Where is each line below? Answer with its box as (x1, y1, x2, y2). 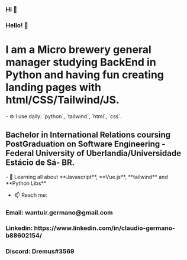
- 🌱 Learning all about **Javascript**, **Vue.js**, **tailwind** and (5, 173, 168, 180)
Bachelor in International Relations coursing (5, 130, 171, 140)
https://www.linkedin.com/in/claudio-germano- (34, 224, 176, 232)
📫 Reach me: (14, 191, 48, 199)
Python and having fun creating (5, 68, 164, 82)
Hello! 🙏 (5, 21, 29, 29)
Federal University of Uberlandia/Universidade (5, 148, 182, 158)
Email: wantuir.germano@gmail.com (5, 208, 113, 216)
